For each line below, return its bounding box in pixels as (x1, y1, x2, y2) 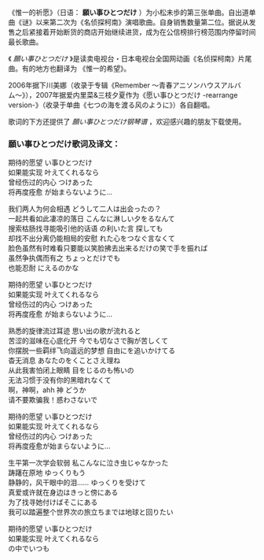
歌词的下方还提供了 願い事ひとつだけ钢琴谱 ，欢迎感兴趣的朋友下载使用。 (8, 117, 246, 126)
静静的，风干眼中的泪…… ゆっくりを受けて (8, 478, 147, 488)
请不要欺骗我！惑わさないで (8, 395, 98, 405)
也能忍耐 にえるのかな (8, 263, 79, 273)
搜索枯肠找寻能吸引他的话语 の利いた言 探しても (8, 224, 163, 233)
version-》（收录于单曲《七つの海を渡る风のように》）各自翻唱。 (8, 100, 214, 109)
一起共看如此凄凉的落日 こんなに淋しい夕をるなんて (8, 214, 175, 224)
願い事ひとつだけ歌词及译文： (8, 138, 120, 149)
